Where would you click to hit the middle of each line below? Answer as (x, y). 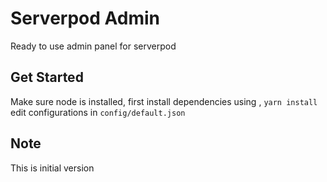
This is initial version (52, 168)
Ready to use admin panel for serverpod (93, 46)
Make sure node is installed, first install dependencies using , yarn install (164, 101)
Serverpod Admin (85, 18)
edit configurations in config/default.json (98, 112)
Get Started (47, 77)
